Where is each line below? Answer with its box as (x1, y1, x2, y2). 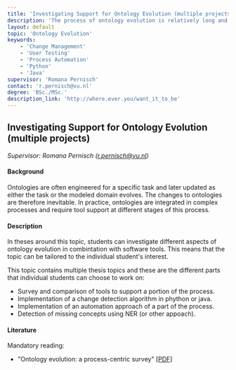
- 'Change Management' (20, 43, 86, 50)
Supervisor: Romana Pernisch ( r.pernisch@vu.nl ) (7, 151, 149, 159)
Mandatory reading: (7, 341, 65, 350)
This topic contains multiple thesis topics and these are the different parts (7, 266, 221, 275)
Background (7, 167, 44, 176)
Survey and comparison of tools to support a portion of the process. (17, 287, 216, 296)
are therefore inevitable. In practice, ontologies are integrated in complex (7, 198, 218, 206)
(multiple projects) (7, 132, 91, 144)
